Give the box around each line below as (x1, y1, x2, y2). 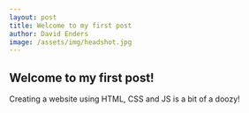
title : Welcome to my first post (9, 21, 132, 30)
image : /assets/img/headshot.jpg (9, 37, 132, 47)
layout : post (9, 12, 57, 22)
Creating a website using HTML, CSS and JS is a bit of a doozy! (9, 94, 240, 104)
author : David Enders (9, 29, 89, 38)
